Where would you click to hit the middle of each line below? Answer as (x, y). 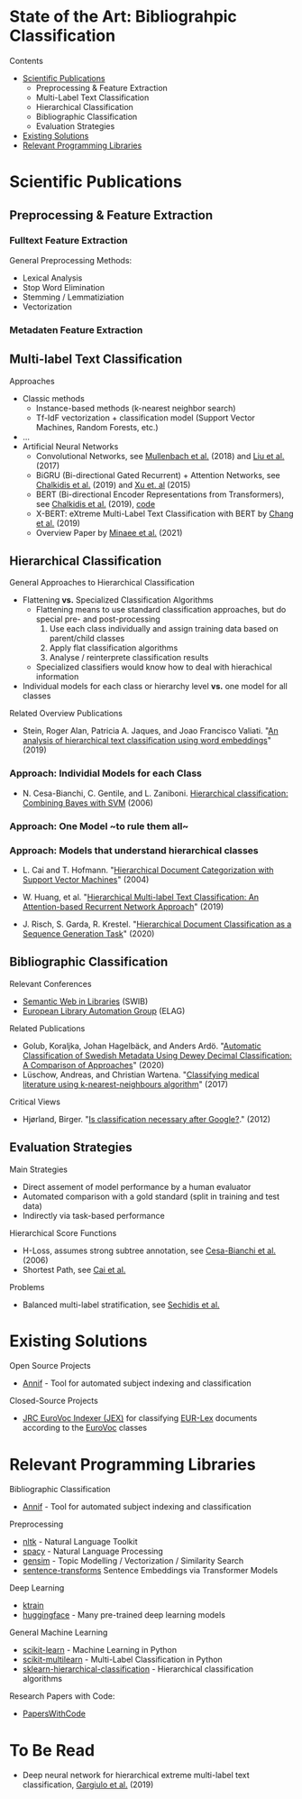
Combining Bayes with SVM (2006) (87, 803)
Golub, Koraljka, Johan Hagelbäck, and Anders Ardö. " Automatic (142, 1046)
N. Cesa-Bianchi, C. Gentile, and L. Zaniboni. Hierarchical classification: (155, 793)
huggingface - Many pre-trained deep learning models (124, 1615)
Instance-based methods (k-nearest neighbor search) (136, 408)
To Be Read (52, 1750)
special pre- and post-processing (98, 619)
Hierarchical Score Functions (63, 1232)
